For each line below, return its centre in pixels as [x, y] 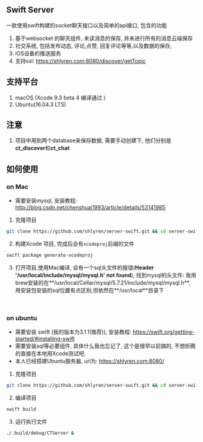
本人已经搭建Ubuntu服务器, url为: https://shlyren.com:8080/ [90, 361]
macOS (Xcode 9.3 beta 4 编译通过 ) [60, 97]
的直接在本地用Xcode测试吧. [50, 354]
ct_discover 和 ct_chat [42, 148]
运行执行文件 [31, 421]
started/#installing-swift [45, 339]
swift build [21, 409]
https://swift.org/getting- [163, 332]
